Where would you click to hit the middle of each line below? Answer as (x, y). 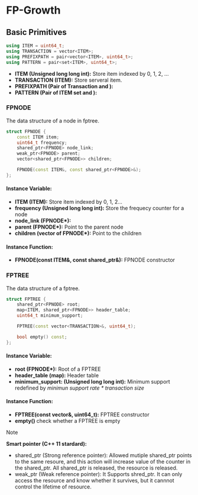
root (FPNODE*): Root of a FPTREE (58, 369)
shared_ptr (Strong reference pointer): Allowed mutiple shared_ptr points (103, 455)
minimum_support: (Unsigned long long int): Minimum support (92, 381)
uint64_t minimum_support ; (50, 316)
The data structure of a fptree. (43, 288)
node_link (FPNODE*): (43, 221)
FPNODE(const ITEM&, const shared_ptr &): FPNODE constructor (95, 260)
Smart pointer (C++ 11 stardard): (46, 444)
